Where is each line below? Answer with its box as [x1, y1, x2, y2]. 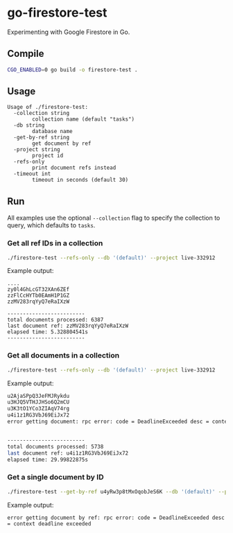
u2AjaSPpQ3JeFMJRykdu [7, 392, 70, 399]
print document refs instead [32, 164, 116, 171]
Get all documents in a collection [7, 351, 120, 360]
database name [32, 128, 73, 135]
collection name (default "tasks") [32, 116, 135, 123]
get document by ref [32, 140, 92, 147]
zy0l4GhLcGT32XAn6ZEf [7, 286, 70, 293]
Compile [7, 48, 44, 60]
